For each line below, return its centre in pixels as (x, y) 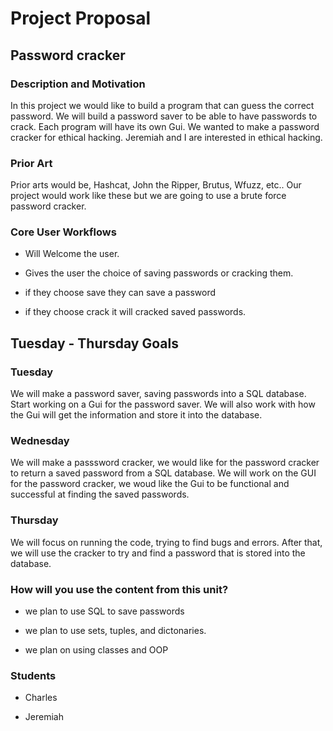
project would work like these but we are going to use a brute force (148, 196)
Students (33, 675)
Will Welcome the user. (72, 254)
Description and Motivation (78, 84)
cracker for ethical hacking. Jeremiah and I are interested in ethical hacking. (166, 137)
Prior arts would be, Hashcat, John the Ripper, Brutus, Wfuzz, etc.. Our (156, 185)
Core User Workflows (63, 232)
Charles (41, 698)
